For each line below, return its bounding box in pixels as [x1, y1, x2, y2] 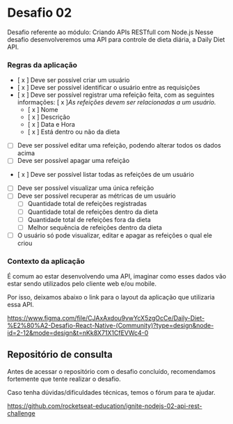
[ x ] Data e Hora [27, 120, 75, 129]
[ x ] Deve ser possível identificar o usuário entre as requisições [17, 84, 200, 92]
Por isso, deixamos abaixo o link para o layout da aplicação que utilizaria [7, 293, 216, 301]
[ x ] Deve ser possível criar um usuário [17, 76, 130, 84]
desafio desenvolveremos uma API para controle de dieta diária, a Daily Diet [7, 35, 225, 43]
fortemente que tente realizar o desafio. [7, 375, 121, 383]
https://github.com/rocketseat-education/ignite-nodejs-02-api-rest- [7, 402, 203, 410]
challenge [7, 409, 36, 417]
